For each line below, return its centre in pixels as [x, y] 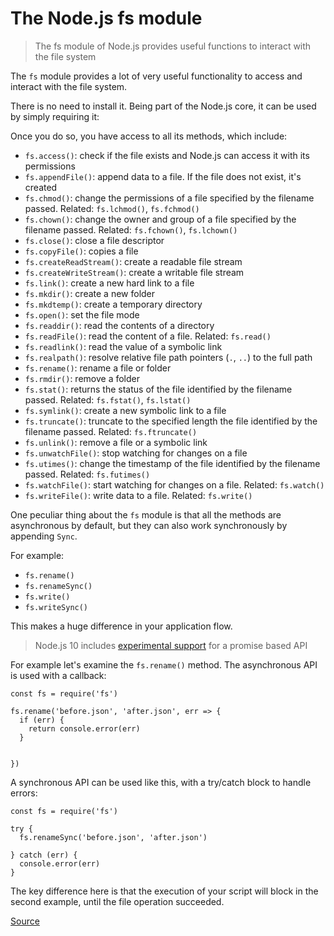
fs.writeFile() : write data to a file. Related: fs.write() [138, 495]
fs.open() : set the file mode [82, 314]
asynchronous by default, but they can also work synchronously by [149, 525]
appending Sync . [44, 536]
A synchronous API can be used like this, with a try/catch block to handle [161, 782]
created [41, 187]
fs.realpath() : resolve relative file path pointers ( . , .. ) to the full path [168, 357]
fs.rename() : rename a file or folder [98, 368]
